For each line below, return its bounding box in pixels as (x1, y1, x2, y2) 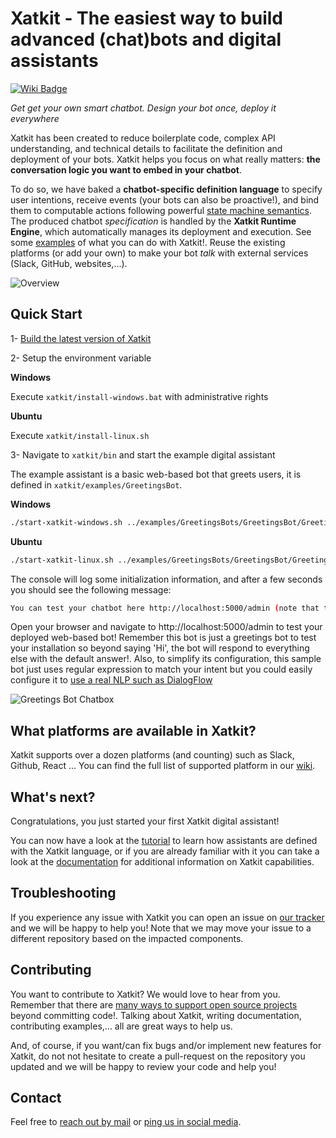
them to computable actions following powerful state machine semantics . (10, 204, 312, 216)
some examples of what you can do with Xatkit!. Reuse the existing (10, 236, 286, 248)
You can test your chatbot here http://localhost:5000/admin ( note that (10, 603, 320, 613)
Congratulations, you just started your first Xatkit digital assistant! (10, 815, 280, 827)
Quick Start (10, 306, 83, 323)
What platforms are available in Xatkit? (10, 722, 257, 739)
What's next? (10, 788, 96, 806)
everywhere (10, 112, 60, 124)
